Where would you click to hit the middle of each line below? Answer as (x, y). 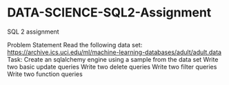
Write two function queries (45, 74)
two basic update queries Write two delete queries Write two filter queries (112, 66)
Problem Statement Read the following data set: (75, 45)
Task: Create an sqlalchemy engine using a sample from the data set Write (113, 59)
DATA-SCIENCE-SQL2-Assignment (109, 13)
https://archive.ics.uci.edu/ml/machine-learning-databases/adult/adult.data (114, 52)
